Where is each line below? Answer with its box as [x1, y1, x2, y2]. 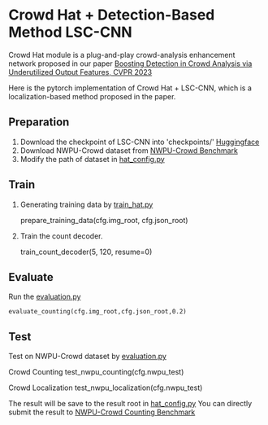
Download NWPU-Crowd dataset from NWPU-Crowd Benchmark [19, 145, 238, 156]
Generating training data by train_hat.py [19, 199, 153, 209]
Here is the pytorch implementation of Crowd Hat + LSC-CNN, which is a [8, 83, 252, 93]
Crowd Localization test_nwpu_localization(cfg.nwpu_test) [8, 383, 203, 392]
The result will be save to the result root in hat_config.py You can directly [8, 399, 253, 409]
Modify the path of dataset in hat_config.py [19, 154, 165, 164]
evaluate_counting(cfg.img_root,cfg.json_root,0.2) [8, 308, 187, 316]
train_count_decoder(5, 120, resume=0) [19, 247, 153, 256]
